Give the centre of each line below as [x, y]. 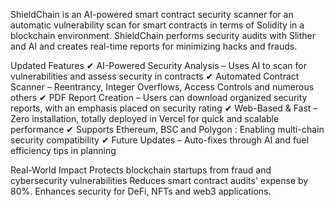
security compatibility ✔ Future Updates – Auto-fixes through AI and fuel [159, 140]
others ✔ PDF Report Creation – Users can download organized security [159, 97]
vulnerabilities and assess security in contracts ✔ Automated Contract [155, 76]
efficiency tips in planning [63, 150]
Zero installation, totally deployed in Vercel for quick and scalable [145, 118]
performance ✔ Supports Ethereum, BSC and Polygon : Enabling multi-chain [167, 129]
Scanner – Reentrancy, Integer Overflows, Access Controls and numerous [162, 87]
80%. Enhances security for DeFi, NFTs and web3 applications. [141, 191]
